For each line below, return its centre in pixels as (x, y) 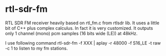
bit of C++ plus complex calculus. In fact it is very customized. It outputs (79, 28)
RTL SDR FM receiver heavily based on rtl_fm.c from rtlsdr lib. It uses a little (82, 23)
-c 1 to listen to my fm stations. (36, 48)
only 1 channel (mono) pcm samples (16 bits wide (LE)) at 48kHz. (71, 33)
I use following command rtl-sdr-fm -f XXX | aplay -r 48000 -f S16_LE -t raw (83, 43)
